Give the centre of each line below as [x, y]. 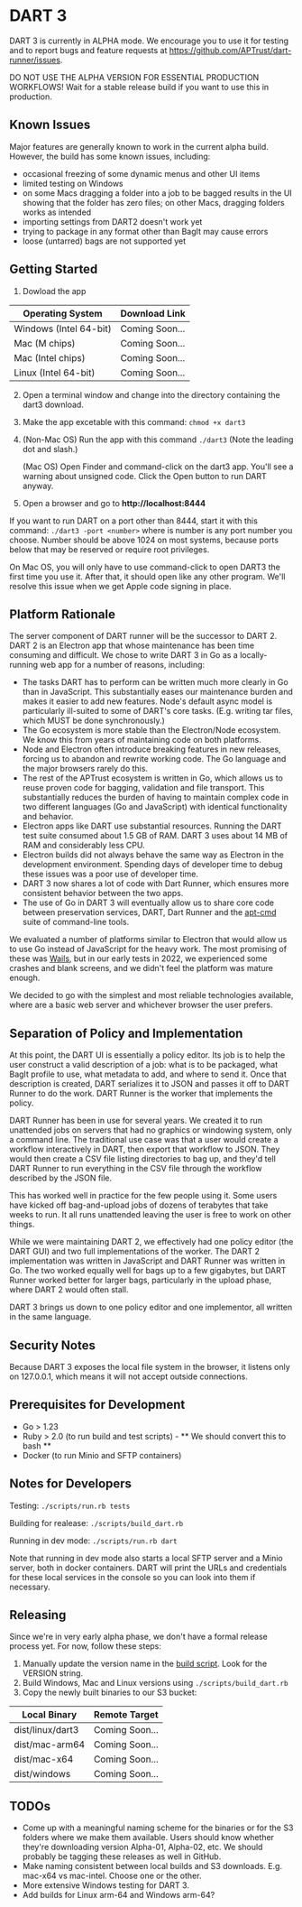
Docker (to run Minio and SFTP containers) [102, 1455]
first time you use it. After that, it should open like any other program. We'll [147, 576]
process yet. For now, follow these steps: [86, 1646]
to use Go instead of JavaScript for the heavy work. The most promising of [148, 949]
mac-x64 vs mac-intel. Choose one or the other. [112, 1876]
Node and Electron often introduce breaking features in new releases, [151, 749]
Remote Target [126, 1715]
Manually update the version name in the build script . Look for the [145, 1664]
